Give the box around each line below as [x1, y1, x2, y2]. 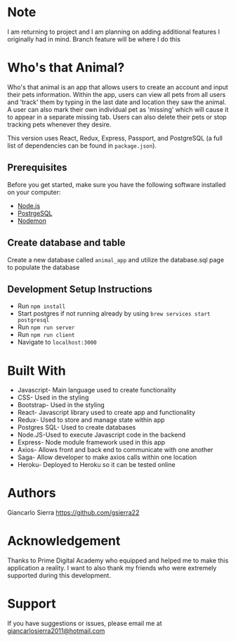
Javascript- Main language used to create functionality [17, 386, 177, 394]
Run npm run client [17, 330, 75, 339]
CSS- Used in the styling [17, 393, 89, 402]
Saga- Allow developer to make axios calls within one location [17, 453, 197, 461]
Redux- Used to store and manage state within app [17, 416, 165, 424]
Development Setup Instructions [7, 283, 152, 295]
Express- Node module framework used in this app [17, 438, 166, 447]
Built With [7, 363, 66, 378]
